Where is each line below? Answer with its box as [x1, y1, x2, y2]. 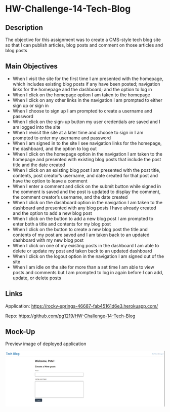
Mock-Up [5, 327, 35, 336]
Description [5, 23, 43, 32]
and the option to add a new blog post [12, 210, 92, 216]
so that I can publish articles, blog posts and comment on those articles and [5, 42, 163, 48]
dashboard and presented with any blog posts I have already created [12, 205, 156, 211]
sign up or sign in [12, 102, 49, 108]
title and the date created [12, 162, 65, 168]
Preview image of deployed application [5, 341, 87, 347]
